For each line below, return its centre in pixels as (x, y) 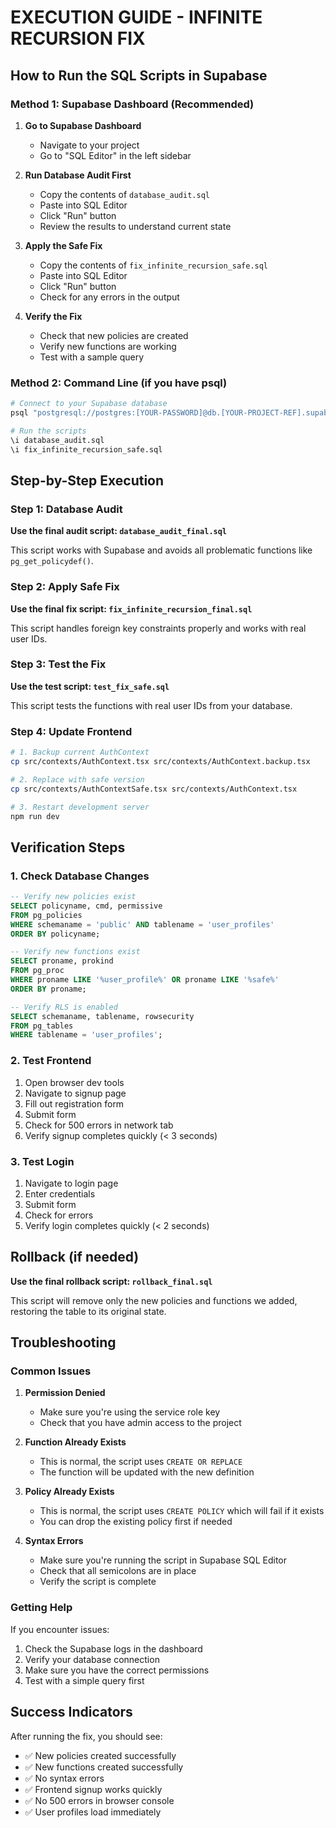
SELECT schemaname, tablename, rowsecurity (102, 1016)
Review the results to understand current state (135, 226)
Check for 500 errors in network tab (99, 1125)
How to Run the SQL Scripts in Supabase (139, 75)
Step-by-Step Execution (87, 480)
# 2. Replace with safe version (77, 779)
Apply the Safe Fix (63, 245)
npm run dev (35, 816)
